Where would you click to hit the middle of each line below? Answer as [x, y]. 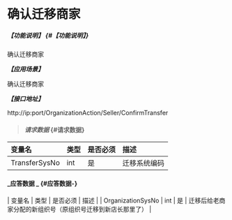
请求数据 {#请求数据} [54, 129]
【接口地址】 [25, 99]
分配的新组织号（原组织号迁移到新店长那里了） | [82, 209]
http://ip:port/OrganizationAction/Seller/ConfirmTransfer [88, 113]
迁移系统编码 [144, 163]
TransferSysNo [36, 163]
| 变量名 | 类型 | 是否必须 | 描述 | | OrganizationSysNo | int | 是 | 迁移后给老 [113, 200]
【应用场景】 [25, 69]
